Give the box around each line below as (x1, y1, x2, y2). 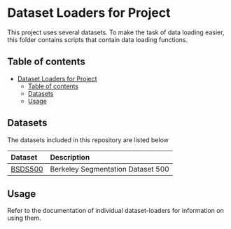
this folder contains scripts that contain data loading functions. (7, 35, 188, 43)
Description (50, 152, 90, 162)
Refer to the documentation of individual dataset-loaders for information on (7, 207, 224, 215)
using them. (7, 214, 42, 222)
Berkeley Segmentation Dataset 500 (50, 164, 169, 174)
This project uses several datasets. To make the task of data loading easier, (7, 28, 225, 36)
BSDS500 (10, 164, 43, 174)
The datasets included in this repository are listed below (7, 135, 169, 144)
